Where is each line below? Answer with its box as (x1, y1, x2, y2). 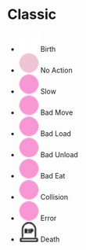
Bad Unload (40, 149, 79, 159)
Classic (7, 6, 56, 24)
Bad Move (40, 108, 73, 117)
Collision (40, 192, 68, 201)
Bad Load (40, 128, 72, 138)
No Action (40, 65, 73, 75)
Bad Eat (40, 171, 66, 180)
